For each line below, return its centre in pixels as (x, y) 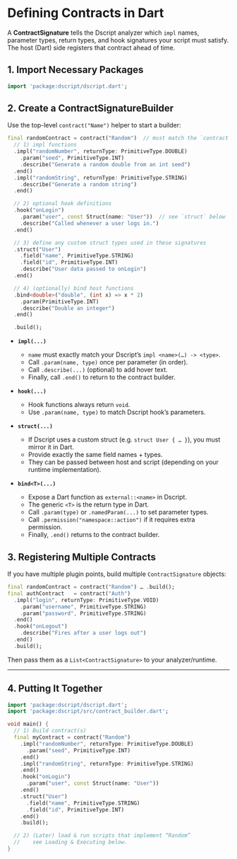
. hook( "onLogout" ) (41, 627)
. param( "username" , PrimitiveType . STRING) (83, 606)
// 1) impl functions (45, 145)
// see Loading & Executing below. (71, 842)
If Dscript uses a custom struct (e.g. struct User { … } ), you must (124, 439)
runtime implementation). (65, 470)
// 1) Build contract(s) (50, 731)
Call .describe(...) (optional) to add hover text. (98, 370)
